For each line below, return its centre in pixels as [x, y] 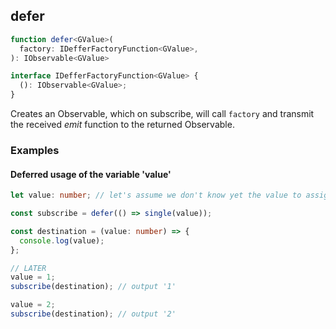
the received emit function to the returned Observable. [122, 125]
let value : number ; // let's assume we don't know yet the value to [156, 195]
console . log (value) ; [62, 240]
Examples [35, 150]
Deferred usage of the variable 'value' [91, 174]
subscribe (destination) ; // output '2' [93, 314]
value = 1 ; [33, 277]
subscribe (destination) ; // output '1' [93, 287]
